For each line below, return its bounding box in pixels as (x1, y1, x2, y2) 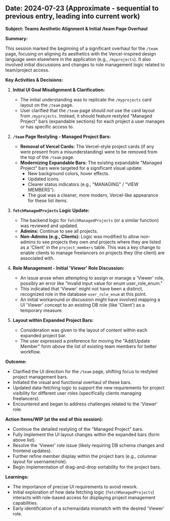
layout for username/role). (12, 458, 67, 464)
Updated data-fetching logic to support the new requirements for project (12, 385, 165, 391)
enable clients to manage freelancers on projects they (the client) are (20, 250, 165, 256)
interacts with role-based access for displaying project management (12, 494, 156, 501)
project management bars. (12, 374, 69, 380)
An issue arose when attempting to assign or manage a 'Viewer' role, (20, 275, 164, 281)
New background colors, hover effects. (27, 170, 110, 176)
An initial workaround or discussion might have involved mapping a (20, 296, 160, 303)
